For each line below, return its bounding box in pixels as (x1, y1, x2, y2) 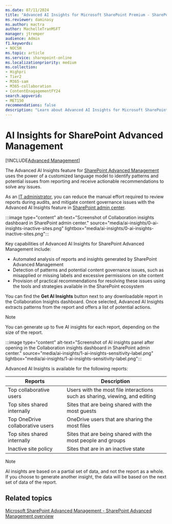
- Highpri (5, 70, 27, 75)
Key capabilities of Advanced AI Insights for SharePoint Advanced (5, 240, 144, 246)
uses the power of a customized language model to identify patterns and (5, 173, 159, 179)
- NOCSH (5, 46, 22, 51)
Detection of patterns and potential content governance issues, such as (12, 267, 164, 273)
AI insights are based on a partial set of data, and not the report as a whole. (5, 468, 164, 474)
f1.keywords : (5, 41, 33, 46)
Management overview (5, 513, 54, 519)
